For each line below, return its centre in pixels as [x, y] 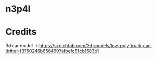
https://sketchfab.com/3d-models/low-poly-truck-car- [96, 46]
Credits [21, 32]
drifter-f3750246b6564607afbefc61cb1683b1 [52, 51]
